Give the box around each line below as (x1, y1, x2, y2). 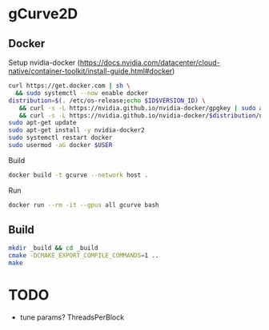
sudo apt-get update (8, 119, 78, 127)
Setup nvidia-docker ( (8, 58, 80, 67)
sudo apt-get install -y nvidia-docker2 (8, 126, 146, 134)
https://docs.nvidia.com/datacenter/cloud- (79, 58, 220, 67)
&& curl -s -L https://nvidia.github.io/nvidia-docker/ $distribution (18, 111, 256, 120)
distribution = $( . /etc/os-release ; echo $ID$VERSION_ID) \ (8, 97, 206, 105)
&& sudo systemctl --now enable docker (15, 89, 149, 97)
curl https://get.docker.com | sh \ (8, 82, 130, 89)
